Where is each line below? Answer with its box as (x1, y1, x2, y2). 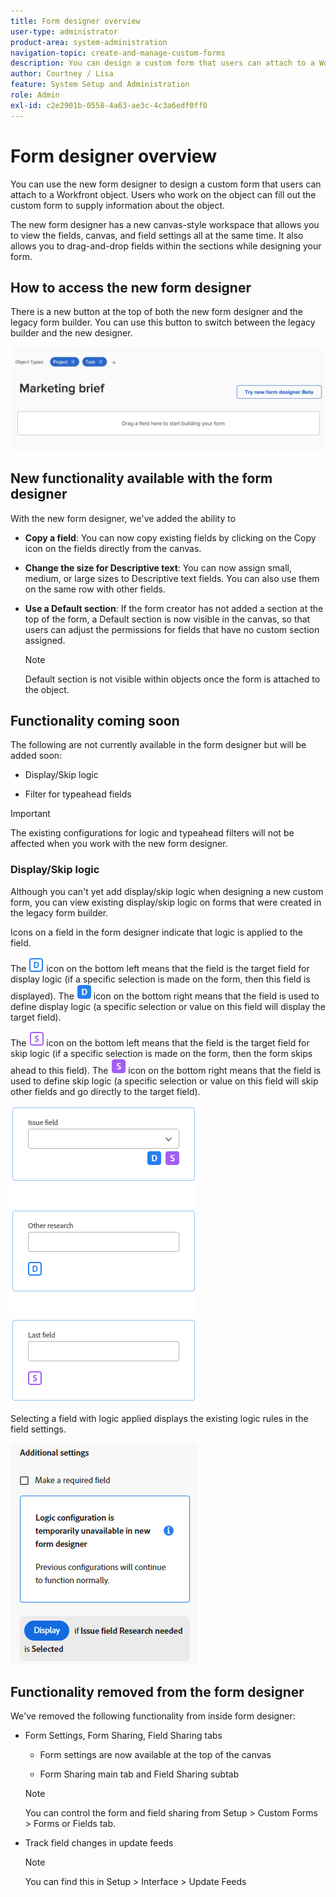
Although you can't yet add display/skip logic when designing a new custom (10, 885, 324, 897)
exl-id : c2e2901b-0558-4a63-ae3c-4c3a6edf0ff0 (10, 100, 208, 110)
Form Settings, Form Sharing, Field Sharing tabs (24, 1730, 223, 1742)
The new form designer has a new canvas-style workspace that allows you (10, 218, 320, 230)
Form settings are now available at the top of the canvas (39, 1749, 272, 1761)
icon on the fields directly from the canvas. (24, 542, 202, 554)
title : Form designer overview (10, 16, 141, 26)
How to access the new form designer (10, 279, 252, 296)
